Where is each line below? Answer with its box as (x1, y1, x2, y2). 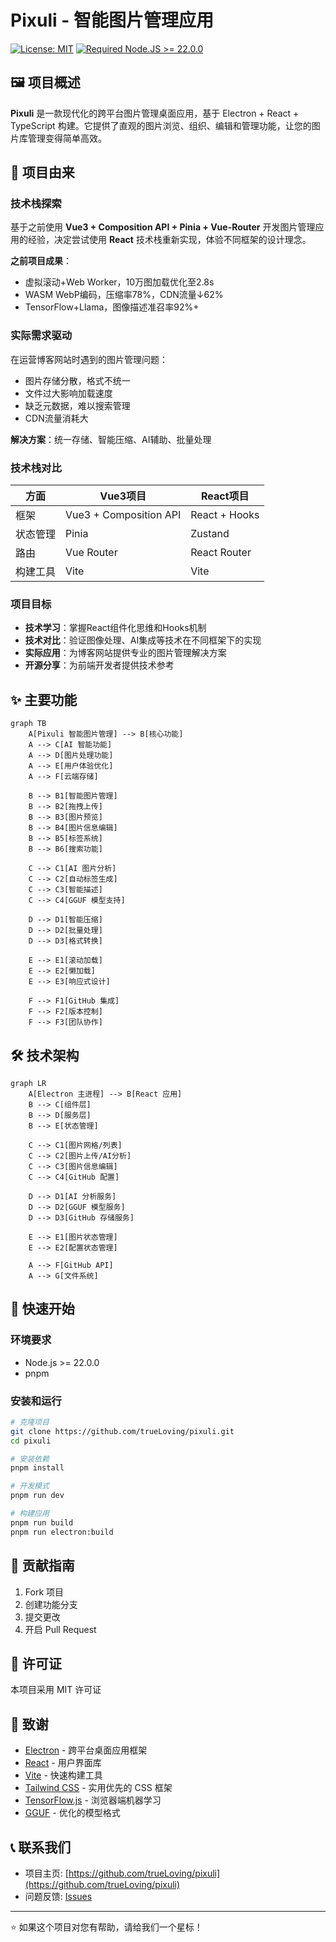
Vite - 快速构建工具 (24, 1769, 103, 1781)
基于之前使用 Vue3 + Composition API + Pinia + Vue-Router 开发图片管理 (10, 221, 316, 233)
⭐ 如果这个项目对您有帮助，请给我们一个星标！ (10, 1921, 203, 1933)
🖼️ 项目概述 (10, 74, 81, 91)
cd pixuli (10, 1436, 52, 1446)
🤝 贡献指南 (10, 1557, 75, 1575)
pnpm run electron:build (10, 1527, 114, 1537)
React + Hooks (190, 508, 260, 522)
